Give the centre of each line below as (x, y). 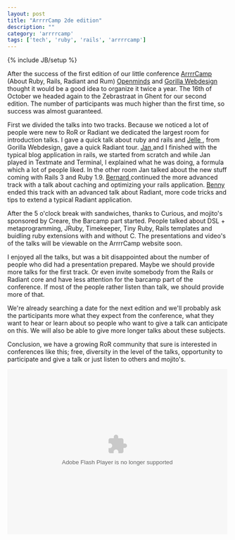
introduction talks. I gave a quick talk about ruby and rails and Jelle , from (114, 140)
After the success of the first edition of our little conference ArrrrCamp (110, 74)
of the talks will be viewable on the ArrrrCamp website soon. (95, 243)
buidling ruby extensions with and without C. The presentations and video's (117, 236)
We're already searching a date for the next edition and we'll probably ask (114, 308)
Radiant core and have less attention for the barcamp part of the (100, 280)
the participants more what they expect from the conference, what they (111, 316)
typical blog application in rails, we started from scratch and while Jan (109, 155)
